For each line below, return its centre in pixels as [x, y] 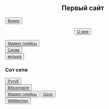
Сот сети [17, 70]
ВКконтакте [18, 88]
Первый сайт [83, 8]
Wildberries [18, 101]
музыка [15, 56]
